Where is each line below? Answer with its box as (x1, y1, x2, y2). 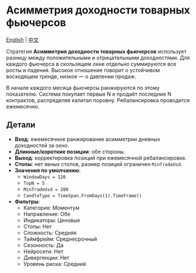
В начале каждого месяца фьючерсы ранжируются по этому (6, 84, 160, 91)
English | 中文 (6, 36, 39, 43)
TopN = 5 (23, 180, 45, 186)
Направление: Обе (23, 210, 70, 217)
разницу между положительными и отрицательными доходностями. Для (6, 54, 190, 61)
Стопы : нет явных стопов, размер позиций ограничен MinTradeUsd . (14, 160, 183, 167)
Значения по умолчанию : (14, 167, 81, 174)
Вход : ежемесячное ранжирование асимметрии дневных (14, 136, 160, 143)
